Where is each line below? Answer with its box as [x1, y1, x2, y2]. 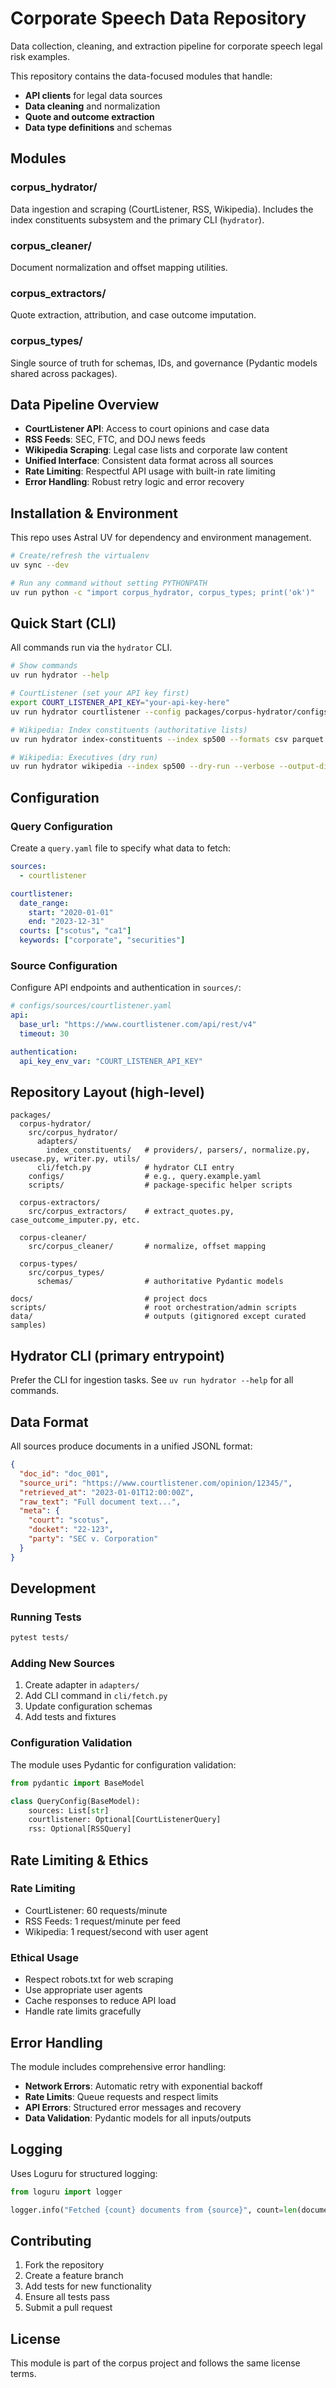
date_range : [19, 898, 70, 908]
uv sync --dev [10, 560, 70, 571]
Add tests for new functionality [24, 2280, 152, 2292]
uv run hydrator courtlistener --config [10, 707, 182, 717]
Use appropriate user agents [24, 1984, 143, 1996]
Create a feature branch [24, 2270, 124, 2282]
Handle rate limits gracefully [24, 2005, 142, 2017]
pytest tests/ [10, 1633, 70, 1643]
